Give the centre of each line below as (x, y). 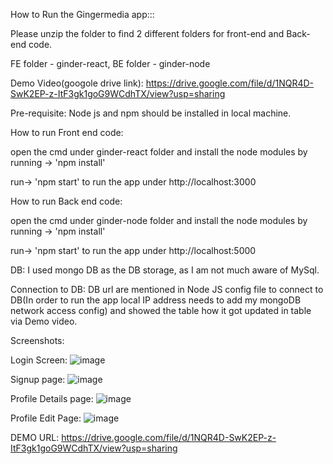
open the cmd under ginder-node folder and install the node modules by (159, 220)
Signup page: (38, 379)
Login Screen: (39, 360)
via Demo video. (44, 321)
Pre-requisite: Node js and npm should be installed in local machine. (151, 113)
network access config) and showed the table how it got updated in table (161, 310)
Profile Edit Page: (46, 418)
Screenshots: (37, 340)
